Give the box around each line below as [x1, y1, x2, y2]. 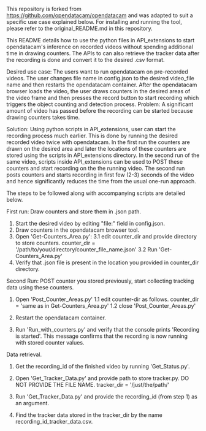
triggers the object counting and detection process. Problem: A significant [6, 101, 194, 108]
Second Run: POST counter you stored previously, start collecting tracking [6, 277, 194, 284]
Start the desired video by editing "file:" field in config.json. [15, 220, 166, 227]
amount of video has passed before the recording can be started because [6, 107, 193, 114]
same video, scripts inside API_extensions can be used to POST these [6, 158, 183, 165]
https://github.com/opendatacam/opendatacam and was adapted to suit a [6, 12, 193, 19]
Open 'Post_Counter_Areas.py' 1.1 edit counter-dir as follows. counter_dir [15, 296, 199, 303]
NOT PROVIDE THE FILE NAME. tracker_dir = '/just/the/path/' [15, 381, 170, 388]
